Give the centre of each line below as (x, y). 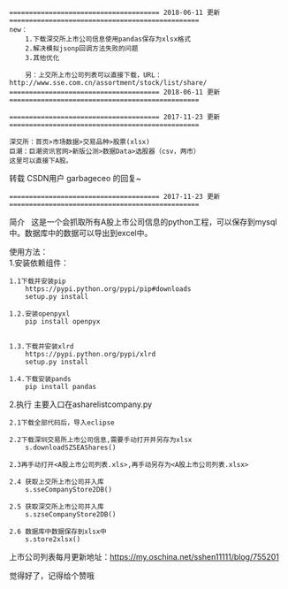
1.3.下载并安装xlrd (42, 347)
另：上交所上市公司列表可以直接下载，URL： (94, 75)
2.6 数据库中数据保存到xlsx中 (58, 532)
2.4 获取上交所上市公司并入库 (57, 482)
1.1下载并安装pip (38, 281)
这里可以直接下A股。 (41, 161)
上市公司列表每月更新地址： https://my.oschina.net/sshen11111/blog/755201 (144, 557)
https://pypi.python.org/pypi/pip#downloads (108, 289)
